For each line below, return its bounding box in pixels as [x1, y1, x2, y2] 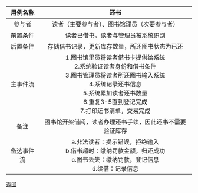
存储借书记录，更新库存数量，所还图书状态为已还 [47, 43, 184, 50]
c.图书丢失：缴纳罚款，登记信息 [71, 156, 159, 163]
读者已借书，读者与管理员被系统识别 [65, 31, 166, 39]
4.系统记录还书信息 [88, 80, 142, 88]
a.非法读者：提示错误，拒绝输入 [71, 138, 159, 146]
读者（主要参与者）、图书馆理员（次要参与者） [52, 20, 179, 28]
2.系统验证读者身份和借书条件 [74, 62, 157, 70]
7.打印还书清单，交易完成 [80, 107, 151, 115]
